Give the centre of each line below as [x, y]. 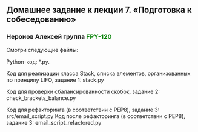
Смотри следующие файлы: [42, 50]
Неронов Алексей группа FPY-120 [59, 37]
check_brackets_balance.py [41, 98]
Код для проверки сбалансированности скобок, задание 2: [83, 91]
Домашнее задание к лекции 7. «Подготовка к [99, 10]
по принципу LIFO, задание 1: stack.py [55, 80]
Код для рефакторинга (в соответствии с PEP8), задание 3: [83, 110]
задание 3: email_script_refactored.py [54, 122]
